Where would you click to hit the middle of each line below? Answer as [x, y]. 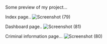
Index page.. [18, 17]
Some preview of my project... [36, 7]
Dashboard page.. [24, 26]
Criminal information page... [34, 36]
